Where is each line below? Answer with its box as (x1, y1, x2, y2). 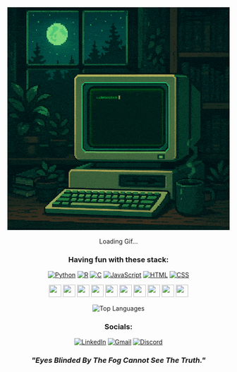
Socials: (104, 321, 133, 331)
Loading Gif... (99, 236, 138, 246)
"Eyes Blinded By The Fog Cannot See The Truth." (31, 356, 206, 366)
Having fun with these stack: (68, 254, 169, 264)
